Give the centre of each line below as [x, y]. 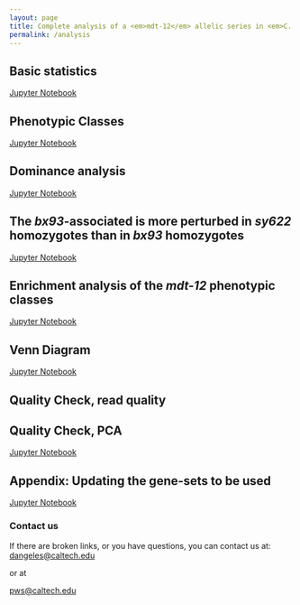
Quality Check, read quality [88, 400]
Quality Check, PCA [66, 431]
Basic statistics [53, 71]
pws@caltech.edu [43, 590]
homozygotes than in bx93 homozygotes [127, 236]
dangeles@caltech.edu [52, 555]
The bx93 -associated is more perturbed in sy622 [150, 222]
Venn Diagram [50, 350]
